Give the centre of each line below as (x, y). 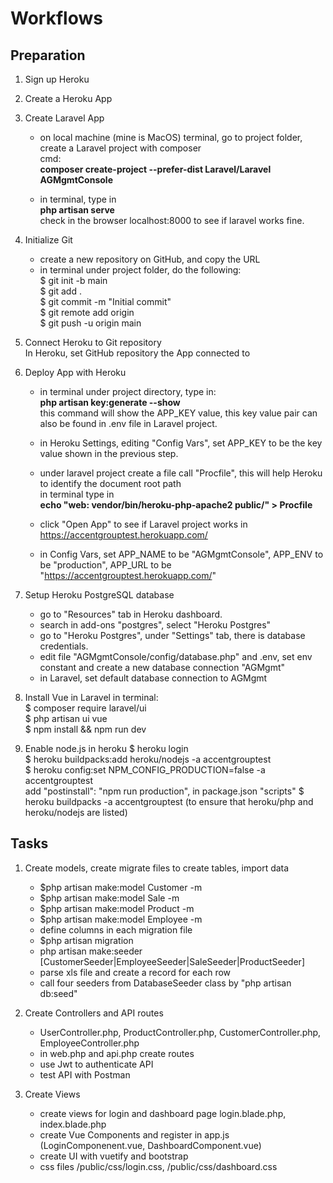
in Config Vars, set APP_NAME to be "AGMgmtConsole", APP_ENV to (181, 554)
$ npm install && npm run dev (85, 729)
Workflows (56, 18)
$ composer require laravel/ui (85, 708)
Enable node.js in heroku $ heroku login (106, 748)
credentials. (64, 646)
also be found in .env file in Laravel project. (128, 423)
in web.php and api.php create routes (117, 1053)
